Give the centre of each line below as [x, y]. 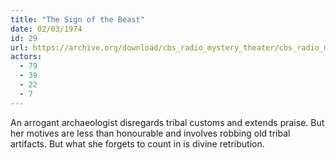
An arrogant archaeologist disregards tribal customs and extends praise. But [167, 122]
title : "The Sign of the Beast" [77, 19]
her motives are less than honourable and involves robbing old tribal [150, 133]
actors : [26, 57]
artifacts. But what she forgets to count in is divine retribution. [137, 143]
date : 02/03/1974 [46, 29]
